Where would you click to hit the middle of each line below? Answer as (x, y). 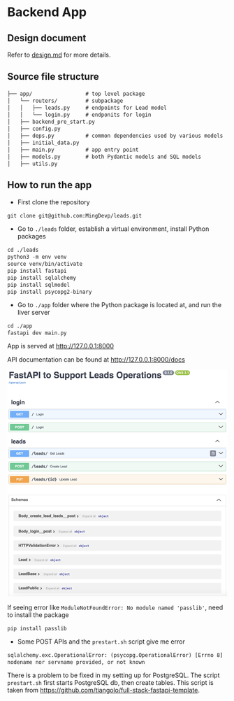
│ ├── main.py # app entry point (73, 150)
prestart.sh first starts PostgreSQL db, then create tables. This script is (111, 682)
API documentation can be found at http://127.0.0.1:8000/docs (96, 359)
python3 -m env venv (37, 257)
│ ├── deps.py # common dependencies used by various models (115, 136)
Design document (47, 38)
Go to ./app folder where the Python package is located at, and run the (119, 304)
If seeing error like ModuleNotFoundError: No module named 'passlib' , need (115, 607)
